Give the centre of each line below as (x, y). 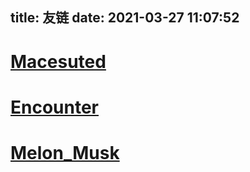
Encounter (55, 107)
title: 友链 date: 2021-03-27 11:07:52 (125, 18)
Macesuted (58, 61)
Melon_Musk (65, 152)
